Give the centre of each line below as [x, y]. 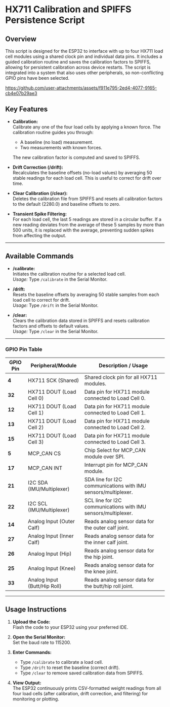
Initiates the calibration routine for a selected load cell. [69, 274]
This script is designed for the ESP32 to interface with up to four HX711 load [84, 51]
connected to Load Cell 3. [115, 442]
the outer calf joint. [107, 528]
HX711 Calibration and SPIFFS [68, 9]
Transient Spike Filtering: [40, 214]
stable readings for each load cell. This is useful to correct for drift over [87, 178]
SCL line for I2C [103, 500]
